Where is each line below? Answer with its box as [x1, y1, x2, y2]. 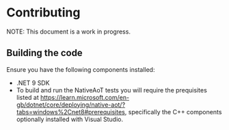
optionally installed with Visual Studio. [16, 115, 124, 123]
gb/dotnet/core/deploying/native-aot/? [16, 101, 126, 109]
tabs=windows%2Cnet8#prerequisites [16, 107, 126, 116]
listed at [16, 93, 39, 101]
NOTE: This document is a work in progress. [6, 27, 131, 36]
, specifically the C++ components [124, 107, 222, 116]
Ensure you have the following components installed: [6, 65, 155, 73]
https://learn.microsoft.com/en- [40, 93, 130, 101]
